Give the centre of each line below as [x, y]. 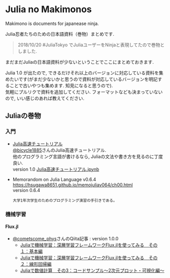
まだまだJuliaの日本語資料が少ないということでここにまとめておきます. [79, 62]
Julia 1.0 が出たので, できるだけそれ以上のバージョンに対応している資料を [82, 73]
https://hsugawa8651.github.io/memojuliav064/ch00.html [73, 185]
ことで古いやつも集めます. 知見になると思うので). [61, 86]
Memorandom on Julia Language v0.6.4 [54, 179]
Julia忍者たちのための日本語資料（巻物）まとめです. [60, 34]
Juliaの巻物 [23, 116]
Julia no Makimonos [49, 9]
